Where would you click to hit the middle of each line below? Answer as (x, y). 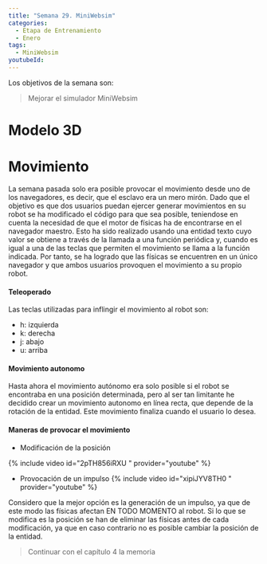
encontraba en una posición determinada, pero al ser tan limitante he (122, 394)
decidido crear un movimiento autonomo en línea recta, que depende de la (131, 403)
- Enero (28, 38)
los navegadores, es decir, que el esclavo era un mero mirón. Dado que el (129, 197)
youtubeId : (26, 61)
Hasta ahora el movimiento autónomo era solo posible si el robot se (119, 386)
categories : (28, 23)
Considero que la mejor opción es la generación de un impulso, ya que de (130, 502)
